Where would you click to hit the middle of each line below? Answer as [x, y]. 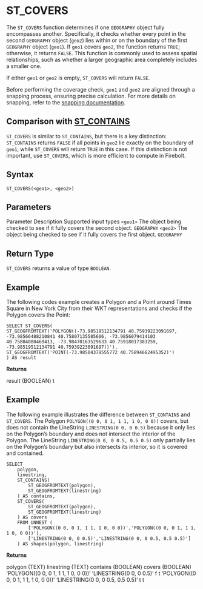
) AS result [21, 358]
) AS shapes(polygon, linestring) [61, 544]
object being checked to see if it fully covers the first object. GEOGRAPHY [95, 235]
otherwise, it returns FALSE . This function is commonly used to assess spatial [102, 53]
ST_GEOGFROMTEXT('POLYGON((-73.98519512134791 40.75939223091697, [92, 331]
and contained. [25, 453]
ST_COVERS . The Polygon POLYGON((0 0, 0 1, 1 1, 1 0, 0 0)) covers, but [98, 421]
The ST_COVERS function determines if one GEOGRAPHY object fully [85, 27]
